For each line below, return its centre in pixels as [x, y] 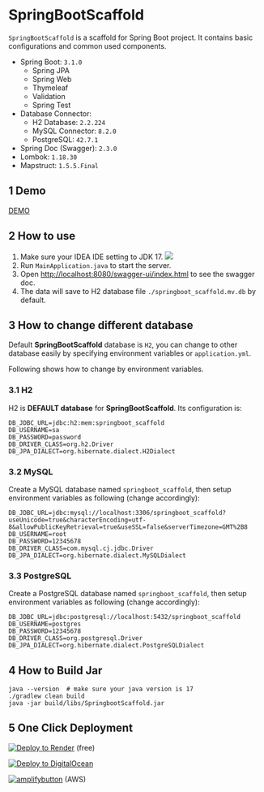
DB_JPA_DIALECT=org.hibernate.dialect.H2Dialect [92, 451]
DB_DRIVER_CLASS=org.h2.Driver [61, 444]
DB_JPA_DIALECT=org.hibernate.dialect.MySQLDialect [97, 555]
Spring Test [51, 105]
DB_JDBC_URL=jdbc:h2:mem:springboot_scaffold [86, 423]
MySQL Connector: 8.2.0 [74, 131]
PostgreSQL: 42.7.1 [65, 139]
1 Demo [27, 191]
